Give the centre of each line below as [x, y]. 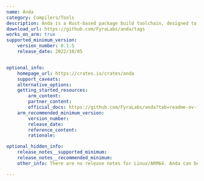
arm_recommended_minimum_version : [61, 113]
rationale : [42, 135]
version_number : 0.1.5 [46, 46]
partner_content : [50, 102]
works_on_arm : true [31, 35]
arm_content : [45, 96]
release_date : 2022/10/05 [50, 52]
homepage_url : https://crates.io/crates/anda [76, 73]
